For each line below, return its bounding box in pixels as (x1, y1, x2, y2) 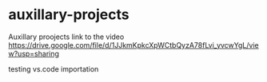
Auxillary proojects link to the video (8, 32, 125, 41)
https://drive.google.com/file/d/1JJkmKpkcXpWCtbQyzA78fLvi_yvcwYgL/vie (8, 40, 259, 49)
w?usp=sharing (8, 49, 60, 58)
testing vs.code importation (8, 64, 99, 73)
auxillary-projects (8, 6, 130, 24)
